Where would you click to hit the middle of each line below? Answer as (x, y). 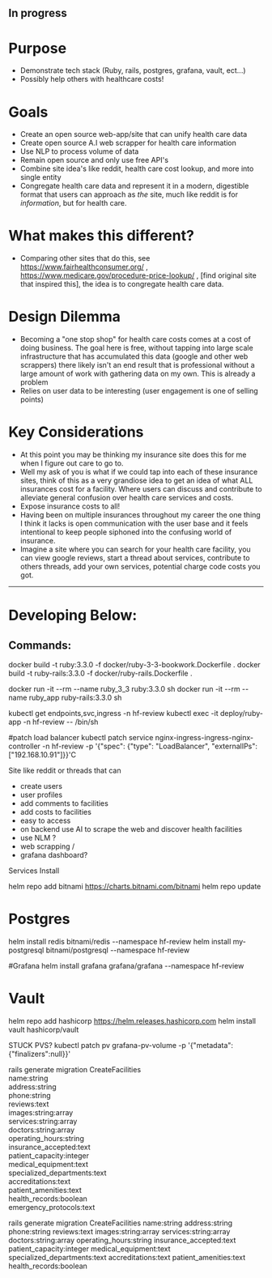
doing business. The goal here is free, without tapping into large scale (136, 348)
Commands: (40, 645)
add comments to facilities (64, 803)
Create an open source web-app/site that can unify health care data (134, 134)
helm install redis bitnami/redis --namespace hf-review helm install (120, 942)
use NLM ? (38, 838)
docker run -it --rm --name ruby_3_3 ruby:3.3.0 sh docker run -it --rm (124, 689)
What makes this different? (101, 236)
